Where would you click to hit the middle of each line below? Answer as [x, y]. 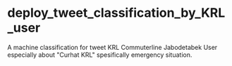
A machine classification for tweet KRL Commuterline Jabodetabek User [112, 47]
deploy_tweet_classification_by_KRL [116, 13]
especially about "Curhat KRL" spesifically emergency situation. [100, 55]
